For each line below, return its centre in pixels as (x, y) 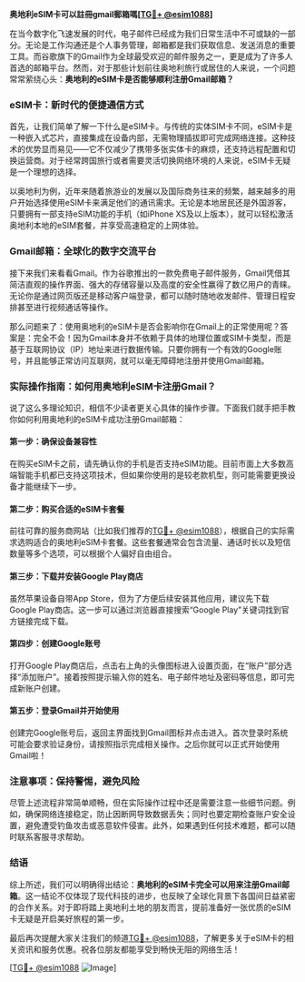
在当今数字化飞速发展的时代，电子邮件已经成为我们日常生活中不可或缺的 (144, 34)
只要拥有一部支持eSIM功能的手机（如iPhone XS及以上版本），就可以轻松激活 (152, 214)
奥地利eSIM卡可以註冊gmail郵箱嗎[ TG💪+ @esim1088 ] (111, 14)
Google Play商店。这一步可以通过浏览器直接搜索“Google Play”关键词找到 (145, 610)
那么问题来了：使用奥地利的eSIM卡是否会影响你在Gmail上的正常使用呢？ (145, 326)
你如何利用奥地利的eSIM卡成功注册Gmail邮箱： (97, 419)
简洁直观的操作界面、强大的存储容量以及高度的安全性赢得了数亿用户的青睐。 (152, 284)
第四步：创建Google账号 (55, 643)
